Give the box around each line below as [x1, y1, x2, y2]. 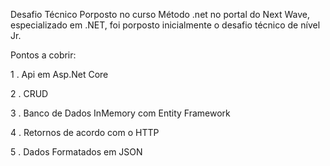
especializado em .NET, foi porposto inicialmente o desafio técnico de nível [10, 19, 321, 31]
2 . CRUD [10, 88, 49, 99]
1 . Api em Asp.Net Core [10, 69, 109, 80]
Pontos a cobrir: [10, 49, 77, 61]
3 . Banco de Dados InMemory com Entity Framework [10, 107, 231, 119]
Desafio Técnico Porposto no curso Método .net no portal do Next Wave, [10, 9, 310, 20]
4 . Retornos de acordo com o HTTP [10, 127, 160, 138]
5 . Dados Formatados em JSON [10, 146, 143, 158]
